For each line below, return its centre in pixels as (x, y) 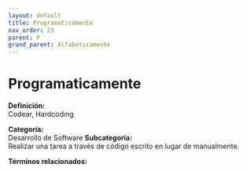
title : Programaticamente (50, 23)
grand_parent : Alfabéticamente (59, 45)
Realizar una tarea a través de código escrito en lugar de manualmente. (124, 146)
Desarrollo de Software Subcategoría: (70, 138)
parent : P (24, 37)
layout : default (35, 15)
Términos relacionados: (48, 162)
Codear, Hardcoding (41, 114)
